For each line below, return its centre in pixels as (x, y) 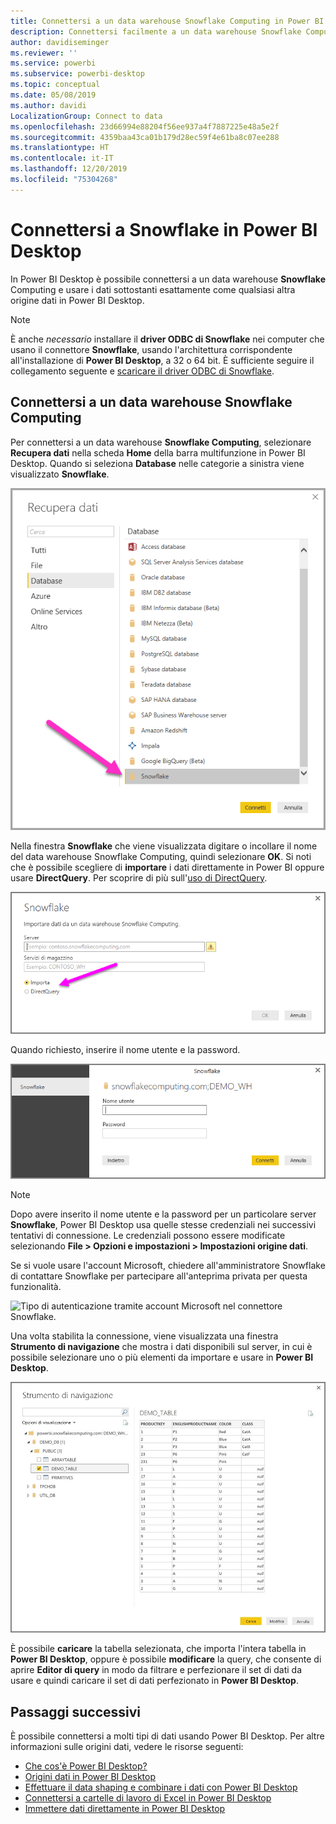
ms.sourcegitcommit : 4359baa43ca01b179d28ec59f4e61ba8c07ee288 (145, 137)
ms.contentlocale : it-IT (62, 158)
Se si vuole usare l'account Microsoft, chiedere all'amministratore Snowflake (168, 1266)
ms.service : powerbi (53, 63)
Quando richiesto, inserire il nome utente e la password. (125, 1049)
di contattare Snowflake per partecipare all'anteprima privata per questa (159, 1276)
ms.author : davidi (48, 105)
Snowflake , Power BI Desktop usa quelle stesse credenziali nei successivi (163, 1225)
